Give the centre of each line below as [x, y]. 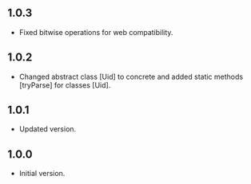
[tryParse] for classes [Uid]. [65, 85]
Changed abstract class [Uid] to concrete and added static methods [131, 76]
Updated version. [48, 129]
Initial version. [42, 174]
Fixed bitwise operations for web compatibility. [96, 32]
